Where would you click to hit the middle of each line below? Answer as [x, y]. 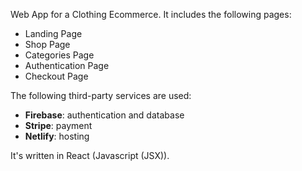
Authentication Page [67, 65]
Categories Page [59, 55]
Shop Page [47, 44]
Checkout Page [56, 76]
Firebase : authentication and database [104, 115]
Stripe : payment [58, 125]
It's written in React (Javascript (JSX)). [90, 155]
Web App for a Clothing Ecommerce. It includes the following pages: [151, 14]
